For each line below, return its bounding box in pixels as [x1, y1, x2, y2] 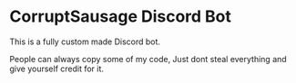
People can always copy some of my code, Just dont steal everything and [9, 53, 287, 64]
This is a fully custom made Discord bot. [9, 36, 161, 47]
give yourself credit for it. [9, 63, 105, 74]
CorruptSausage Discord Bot [9, 6, 232, 27]
